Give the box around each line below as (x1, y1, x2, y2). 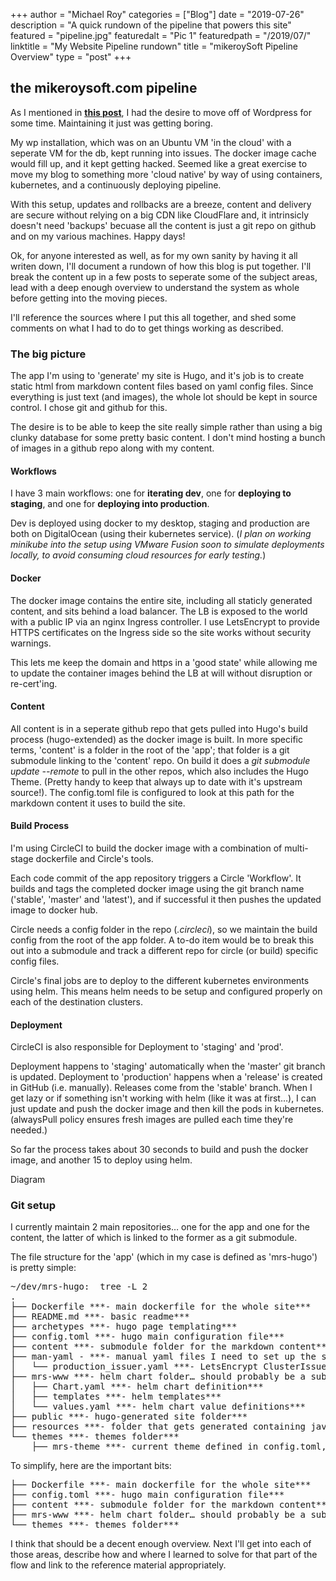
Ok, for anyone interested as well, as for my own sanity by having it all (10, 249, 298, 261)
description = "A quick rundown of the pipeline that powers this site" (10, 19, 292, 31)
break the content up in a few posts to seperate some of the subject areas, (10, 270, 318, 283)
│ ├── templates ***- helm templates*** (10, 1391, 222, 1403)
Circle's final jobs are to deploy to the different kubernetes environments (10, 974, 310, 986)
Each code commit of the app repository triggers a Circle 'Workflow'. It (10, 872, 302, 884)
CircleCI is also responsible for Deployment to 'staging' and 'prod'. (10, 1041, 284, 1053)
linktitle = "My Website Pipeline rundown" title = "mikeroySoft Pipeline (10, 40, 298, 52)
